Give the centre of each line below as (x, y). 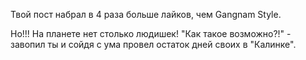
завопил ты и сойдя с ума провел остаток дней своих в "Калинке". (153, 44)
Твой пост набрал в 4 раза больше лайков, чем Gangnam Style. (146, 14)
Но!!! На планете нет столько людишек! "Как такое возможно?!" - (151, 33)
